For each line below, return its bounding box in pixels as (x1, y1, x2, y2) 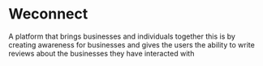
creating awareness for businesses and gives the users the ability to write (8, 39, 256, 49)
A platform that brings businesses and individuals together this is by (8, 31, 235, 41)
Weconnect (8, 5, 88, 23)
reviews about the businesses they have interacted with (8, 48, 195, 58)
